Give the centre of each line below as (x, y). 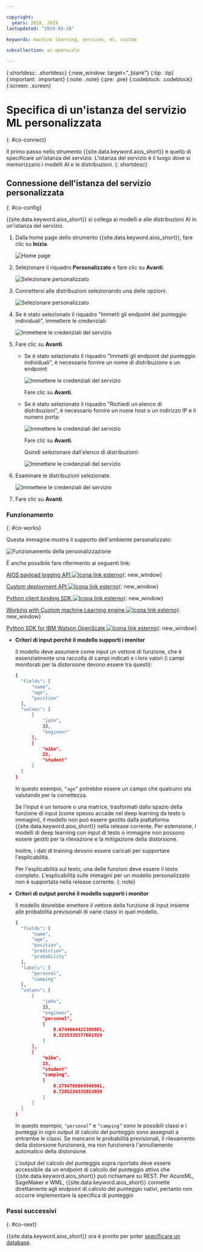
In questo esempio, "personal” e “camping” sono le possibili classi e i (101, 1126)
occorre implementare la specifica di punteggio (74, 1195)
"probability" (49, 957)
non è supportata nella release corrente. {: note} (75, 881)
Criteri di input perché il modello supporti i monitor (80, 640)
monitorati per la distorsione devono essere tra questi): (84, 664)
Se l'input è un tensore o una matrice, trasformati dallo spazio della (99, 807)
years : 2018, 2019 (35, 23)
